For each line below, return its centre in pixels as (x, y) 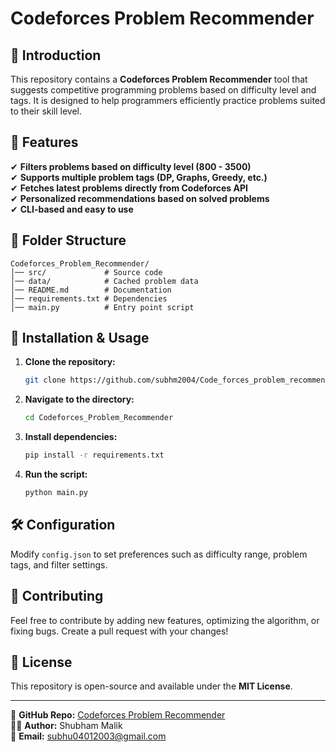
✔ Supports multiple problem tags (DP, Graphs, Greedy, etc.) (139, 177)
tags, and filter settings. (59, 564)
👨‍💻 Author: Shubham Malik (66, 726)
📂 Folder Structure (68, 240)
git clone (45, 380)
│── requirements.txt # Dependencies (89, 298)
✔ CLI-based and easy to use (72, 209)
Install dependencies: (71, 437)
